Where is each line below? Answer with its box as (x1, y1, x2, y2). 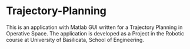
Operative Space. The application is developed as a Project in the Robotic (6, 30, 184, 37)
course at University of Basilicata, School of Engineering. (6, 36, 144, 43)
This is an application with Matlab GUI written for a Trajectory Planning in (6, 24, 183, 31)
